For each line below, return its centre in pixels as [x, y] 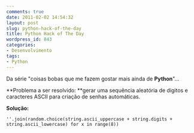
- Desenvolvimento [29, 51]
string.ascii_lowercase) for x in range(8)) [63, 124]
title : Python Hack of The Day [45, 34]
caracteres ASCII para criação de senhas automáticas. [73, 97]
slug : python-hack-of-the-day [44, 28]
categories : [21, 45]
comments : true [25, 12]
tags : [13, 56]
